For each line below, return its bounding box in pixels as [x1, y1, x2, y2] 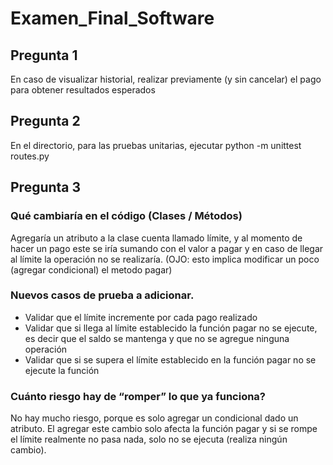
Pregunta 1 [10, 47, 78, 64]
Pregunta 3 [10, 179, 82, 196]
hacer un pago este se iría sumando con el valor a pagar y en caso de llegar [10, 242, 324, 254]
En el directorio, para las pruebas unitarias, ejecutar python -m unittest [10, 139, 302, 151]
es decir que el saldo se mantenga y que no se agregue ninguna [24, 332, 290, 344]
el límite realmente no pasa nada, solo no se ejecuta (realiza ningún [10, 433, 288, 446]
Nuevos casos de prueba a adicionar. [10, 288, 195, 302]
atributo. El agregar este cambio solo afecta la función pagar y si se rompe [10, 423, 318, 435]
